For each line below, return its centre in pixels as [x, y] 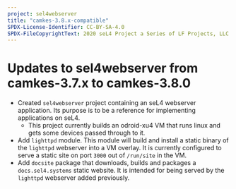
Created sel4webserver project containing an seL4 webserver [107, 103]
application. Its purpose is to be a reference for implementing [107, 111]
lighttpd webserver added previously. [73, 178]
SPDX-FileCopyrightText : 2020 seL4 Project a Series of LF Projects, [112, 33]
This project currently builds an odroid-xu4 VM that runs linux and [124, 126]
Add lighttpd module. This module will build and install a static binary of [123, 140]
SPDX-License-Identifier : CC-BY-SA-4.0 [66, 27]
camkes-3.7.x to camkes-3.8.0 [99, 84]
